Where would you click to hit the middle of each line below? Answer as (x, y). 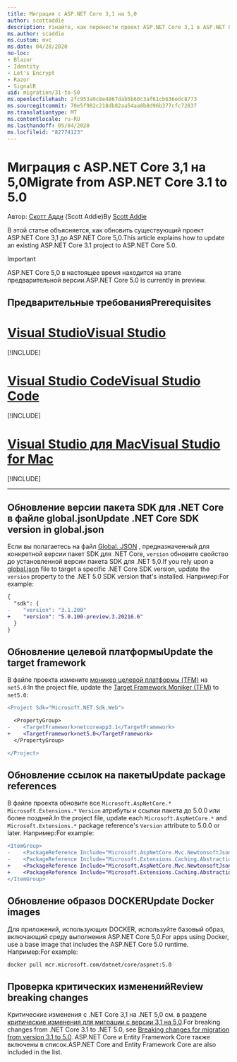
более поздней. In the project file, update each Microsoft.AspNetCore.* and (117, 818)
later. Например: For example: (51, 833)
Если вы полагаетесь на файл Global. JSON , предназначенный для (109, 547)
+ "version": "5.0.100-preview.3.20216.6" (75, 616)
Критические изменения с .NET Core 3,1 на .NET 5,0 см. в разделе (107, 1015)
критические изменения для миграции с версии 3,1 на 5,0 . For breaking (114, 1022)
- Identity (23, 66)
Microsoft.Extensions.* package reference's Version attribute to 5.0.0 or (114, 826)
